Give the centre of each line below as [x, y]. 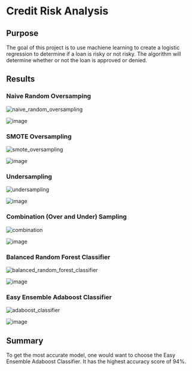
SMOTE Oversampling [39, 136]
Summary [25, 341]
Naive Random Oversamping [49, 96]
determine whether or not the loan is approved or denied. [77, 60]
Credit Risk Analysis [57, 11]
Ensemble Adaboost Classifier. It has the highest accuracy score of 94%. [96, 361]
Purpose [22, 33]
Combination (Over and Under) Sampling [67, 217]
